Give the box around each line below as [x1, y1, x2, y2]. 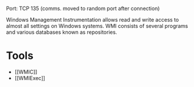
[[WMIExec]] [14, 74, 46, 81]
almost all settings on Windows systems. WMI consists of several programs [6, 23, 189, 29]
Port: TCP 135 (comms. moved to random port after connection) [6, 5, 160, 12]
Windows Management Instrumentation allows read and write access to [6, 16, 179, 23]
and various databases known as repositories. [6, 29, 117, 36]
